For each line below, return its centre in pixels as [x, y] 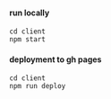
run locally [30, 13]
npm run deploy [38, 86]
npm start [28, 40]
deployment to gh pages [55, 59]
